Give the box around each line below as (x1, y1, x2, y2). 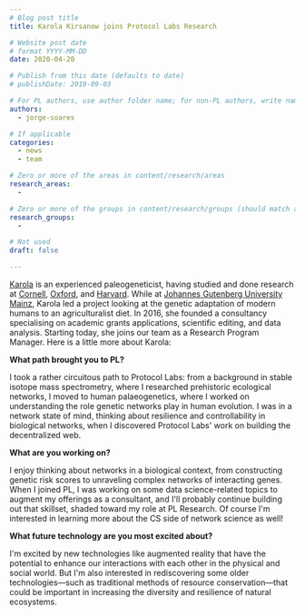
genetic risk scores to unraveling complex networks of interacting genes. (9, 474, 283, 485)
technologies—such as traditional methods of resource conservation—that (9, 577, 289, 588)
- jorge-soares (17, 112, 75, 122)
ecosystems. (9, 596, 57, 607)
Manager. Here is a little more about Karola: (9, 337, 172, 347)
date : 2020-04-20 (9, 55, 75, 64)
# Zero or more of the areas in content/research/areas (9, 171, 225, 181)
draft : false (9, 246, 59, 255)
